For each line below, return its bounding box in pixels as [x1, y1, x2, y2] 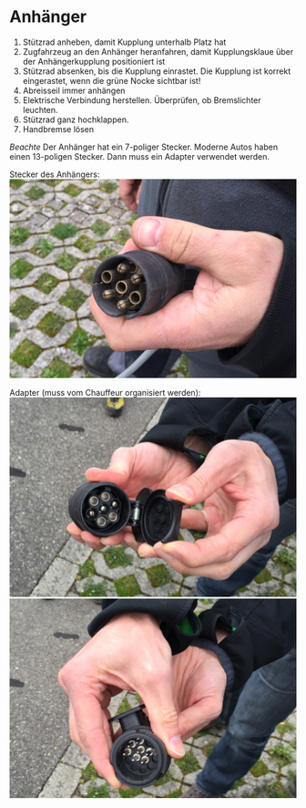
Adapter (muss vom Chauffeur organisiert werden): [9, 388, 201, 399]
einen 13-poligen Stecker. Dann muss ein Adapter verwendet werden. [9, 150, 270, 161]
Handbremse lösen [22, 123, 95, 134]
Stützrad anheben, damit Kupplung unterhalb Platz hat [22, 36, 227, 47]
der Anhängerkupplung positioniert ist [22, 56, 166, 67]
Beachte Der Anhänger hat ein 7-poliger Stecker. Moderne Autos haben [9, 141, 279, 152]
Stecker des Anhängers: [9, 169, 100, 180]
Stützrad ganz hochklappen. [22, 114, 129, 125]
